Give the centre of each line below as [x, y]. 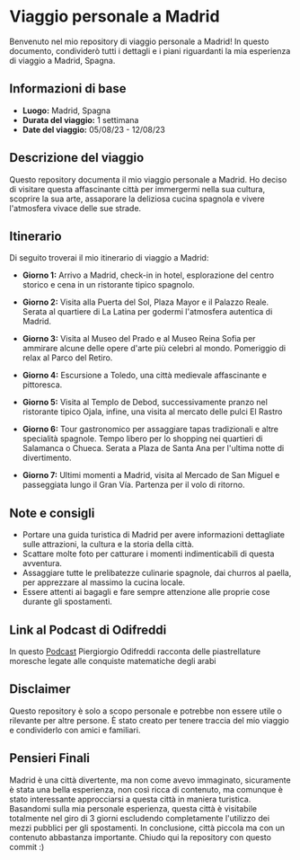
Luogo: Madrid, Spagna [66, 111]
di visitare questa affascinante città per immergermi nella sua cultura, [137, 189]
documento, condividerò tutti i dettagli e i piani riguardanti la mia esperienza [150, 50]
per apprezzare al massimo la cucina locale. [104, 582]
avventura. [42, 563]
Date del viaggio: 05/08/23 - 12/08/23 [94, 129]
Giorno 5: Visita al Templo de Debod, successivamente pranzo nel [145, 403]
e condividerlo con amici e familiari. [75, 730]
